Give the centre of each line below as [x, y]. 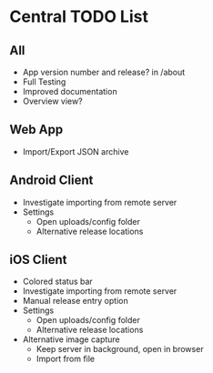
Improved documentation [70, 91]
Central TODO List [79, 17]
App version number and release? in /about [104, 72]
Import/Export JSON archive [76, 151]
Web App [36, 130]
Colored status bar [57, 282]
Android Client [51, 181]
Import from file [66, 359]
